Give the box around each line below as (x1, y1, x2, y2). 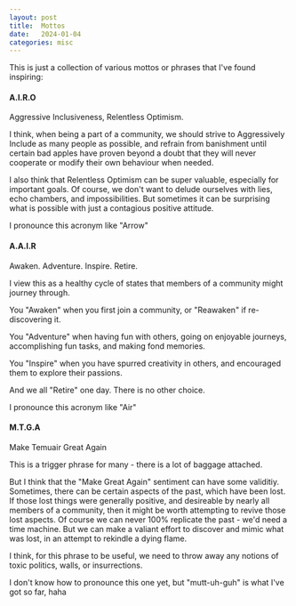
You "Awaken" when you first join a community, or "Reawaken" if (9, 304, 247, 315)
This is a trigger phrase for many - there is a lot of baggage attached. (9, 459, 263, 470)
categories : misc (9, 37, 74, 47)
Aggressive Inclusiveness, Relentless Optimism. (9, 112, 184, 123)
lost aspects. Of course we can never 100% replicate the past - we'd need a (9, 513, 287, 525)
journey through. (9, 287, 70, 298)
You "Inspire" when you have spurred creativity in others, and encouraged (9, 358, 282, 368)
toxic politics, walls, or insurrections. (9, 560, 143, 570)
